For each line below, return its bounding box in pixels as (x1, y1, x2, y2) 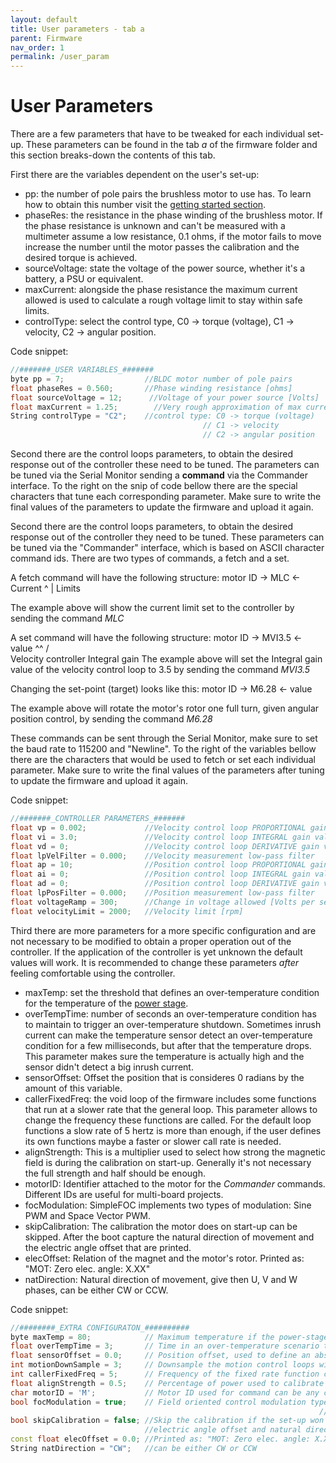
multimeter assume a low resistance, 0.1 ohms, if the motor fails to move (24, 231, 322, 243)
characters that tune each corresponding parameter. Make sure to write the (10, 491, 322, 503)
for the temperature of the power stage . (24, 997, 189, 1009)
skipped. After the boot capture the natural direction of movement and (24, 1231, 315, 1243)
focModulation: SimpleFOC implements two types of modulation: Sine (24, 1199, 312, 1211)
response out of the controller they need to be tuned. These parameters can (10, 531, 325, 543)
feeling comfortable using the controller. (10, 967, 176, 979)
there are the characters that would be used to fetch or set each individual (10, 754, 317, 766)
